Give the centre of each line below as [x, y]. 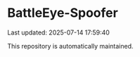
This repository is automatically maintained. [70, 46]
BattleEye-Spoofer [63, 13]
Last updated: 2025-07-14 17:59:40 [59, 32]
